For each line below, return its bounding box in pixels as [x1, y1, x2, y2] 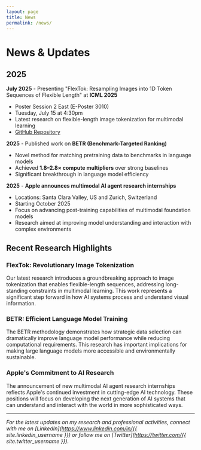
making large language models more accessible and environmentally [6, 347, 175, 354]
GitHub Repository [14, 128, 61, 136]
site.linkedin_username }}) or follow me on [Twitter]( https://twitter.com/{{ [6, 431, 187, 438]
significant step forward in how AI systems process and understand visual [6, 293, 188, 301]
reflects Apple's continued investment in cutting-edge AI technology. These [6, 388, 193, 396]
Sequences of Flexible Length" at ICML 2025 [6, 91, 118, 99]
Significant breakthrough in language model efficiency [14, 171, 149, 178]
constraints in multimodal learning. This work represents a [29, 287, 172, 295]
